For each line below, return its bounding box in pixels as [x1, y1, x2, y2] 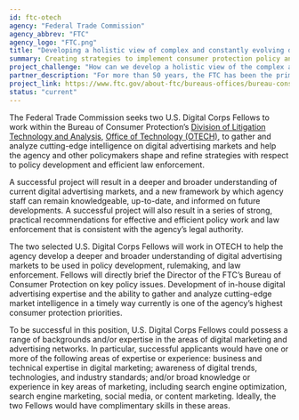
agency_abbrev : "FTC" [9, 29, 90, 38]
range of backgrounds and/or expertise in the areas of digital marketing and [9, 334, 287, 344]
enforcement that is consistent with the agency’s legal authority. [9, 223, 244, 234]
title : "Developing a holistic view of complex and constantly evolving [9, 46, 285, 55]
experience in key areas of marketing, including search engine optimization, [9, 381, 287, 392]
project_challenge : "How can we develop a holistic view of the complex [9, 63, 285, 72]
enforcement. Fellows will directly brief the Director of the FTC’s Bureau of [9, 269, 282, 280]
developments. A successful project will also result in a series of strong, [9, 205, 273, 215]
